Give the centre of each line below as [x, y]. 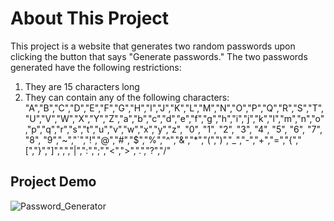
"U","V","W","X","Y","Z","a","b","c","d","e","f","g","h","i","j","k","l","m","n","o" [174, 118]
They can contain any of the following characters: [127, 97]
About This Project [90, 18]
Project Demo [53, 182]
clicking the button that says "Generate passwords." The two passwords [159, 56]
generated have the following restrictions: [96, 67]
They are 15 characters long [82, 86]
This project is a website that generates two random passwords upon [153, 46]
